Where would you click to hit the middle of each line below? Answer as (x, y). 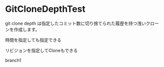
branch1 (13, 60)
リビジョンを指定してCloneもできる (41, 50)
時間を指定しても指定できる (33, 40)
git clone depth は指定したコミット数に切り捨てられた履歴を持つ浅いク (78, 23)
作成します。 (27, 29)
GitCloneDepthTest (45, 9)
